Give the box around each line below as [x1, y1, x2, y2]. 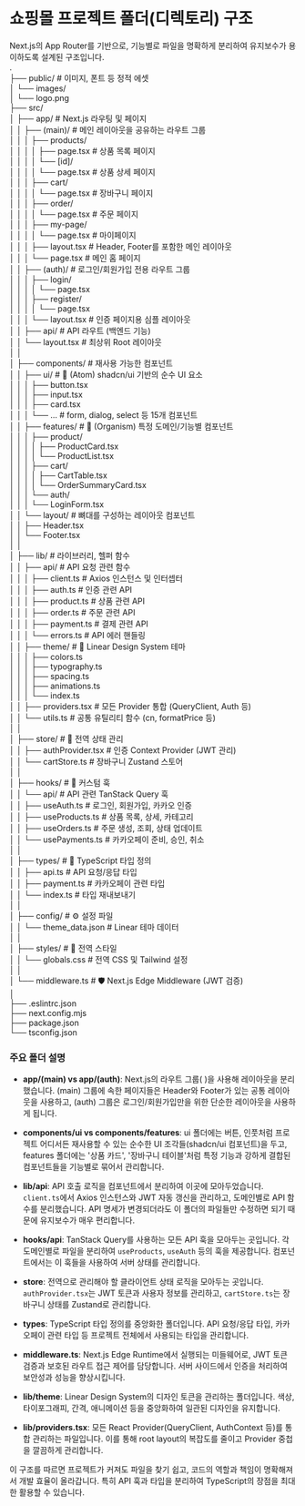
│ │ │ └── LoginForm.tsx [9, 498, 105, 510]
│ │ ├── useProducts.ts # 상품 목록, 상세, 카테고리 [9, 811, 194, 822]
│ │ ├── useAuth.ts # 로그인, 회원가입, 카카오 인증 [9, 799, 193, 810]
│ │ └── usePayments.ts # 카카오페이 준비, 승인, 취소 [9, 834, 205, 845]
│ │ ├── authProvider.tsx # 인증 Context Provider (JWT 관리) [9, 744, 237, 756]
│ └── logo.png [9, 92, 70, 103]
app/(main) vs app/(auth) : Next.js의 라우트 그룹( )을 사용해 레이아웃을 [22, 1074, 279, 1084]
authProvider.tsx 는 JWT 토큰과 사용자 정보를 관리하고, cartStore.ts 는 [22, 1287, 280, 1298]
